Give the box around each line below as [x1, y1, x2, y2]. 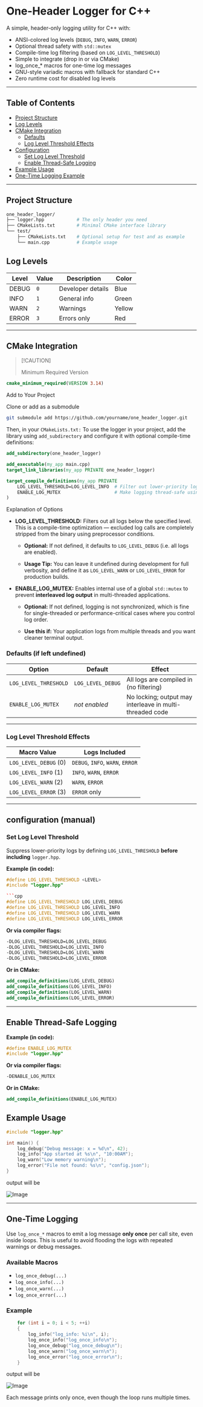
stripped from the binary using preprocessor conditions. [14, 530, 155, 537]
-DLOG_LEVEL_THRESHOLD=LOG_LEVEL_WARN [6, 950, 104, 956]
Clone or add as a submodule [6, 403, 80, 410]
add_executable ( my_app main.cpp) [6, 462, 91, 468]
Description [66, 274, 101, 282]
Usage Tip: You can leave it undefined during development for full [24, 560, 189, 568]
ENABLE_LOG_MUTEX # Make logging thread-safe [17, 489, 185, 495]
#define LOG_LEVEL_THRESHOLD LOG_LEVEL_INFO [6, 905, 120, 911]
